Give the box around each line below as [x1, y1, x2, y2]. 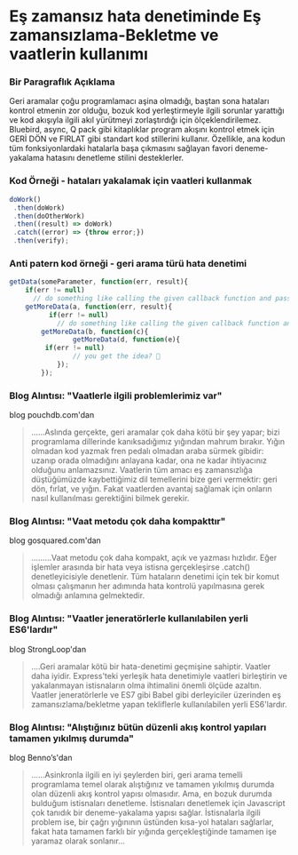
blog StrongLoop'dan [9, 643, 87, 654]
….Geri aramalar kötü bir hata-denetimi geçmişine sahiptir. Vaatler [30, 660, 271, 672]
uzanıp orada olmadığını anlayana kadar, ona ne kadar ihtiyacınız [30, 455, 268, 466]
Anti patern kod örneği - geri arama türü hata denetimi [9, 257, 247, 269]
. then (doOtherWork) [12, 212, 86, 220]
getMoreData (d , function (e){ [72, 335, 180, 344]
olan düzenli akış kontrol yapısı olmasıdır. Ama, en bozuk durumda [30, 788, 272, 799]
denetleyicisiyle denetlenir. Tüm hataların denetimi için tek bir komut [30, 571, 279, 582]
